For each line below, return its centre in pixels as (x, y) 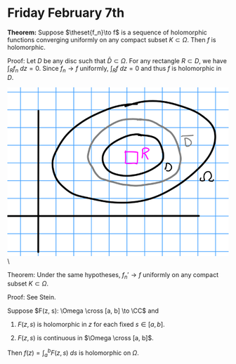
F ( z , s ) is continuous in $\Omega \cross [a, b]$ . (85, 338)
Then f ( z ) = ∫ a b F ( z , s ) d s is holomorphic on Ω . (73, 353)
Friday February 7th (66, 13)
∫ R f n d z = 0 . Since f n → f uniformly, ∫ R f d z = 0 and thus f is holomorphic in (114, 69)
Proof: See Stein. (32, 297)
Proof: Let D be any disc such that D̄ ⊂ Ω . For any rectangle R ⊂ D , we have (117, 60)
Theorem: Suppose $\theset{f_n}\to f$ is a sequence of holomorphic (107, 32)
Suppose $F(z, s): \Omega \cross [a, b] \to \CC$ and (83, 311)
